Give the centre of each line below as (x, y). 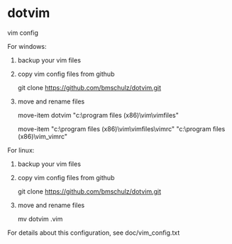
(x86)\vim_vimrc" (43, 136)
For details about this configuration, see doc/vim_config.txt (94, 233)
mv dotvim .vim (40, 218)
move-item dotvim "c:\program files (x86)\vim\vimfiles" (98, 115)
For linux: (21, 150)
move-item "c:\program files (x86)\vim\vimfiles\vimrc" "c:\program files (121, 128)
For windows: (27, 46)
